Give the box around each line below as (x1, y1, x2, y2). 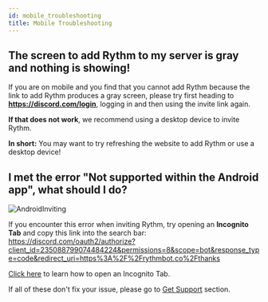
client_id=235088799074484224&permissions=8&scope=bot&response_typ (8, 245, 260, 255)
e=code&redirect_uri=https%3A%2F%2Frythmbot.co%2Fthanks (8, 253, 221, 264)
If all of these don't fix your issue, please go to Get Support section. (8, 284, 231, 294)
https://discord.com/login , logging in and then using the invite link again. (8, 99, 251, 109)
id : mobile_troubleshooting (8, 11, 102, 20)
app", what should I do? (8, 183, 128, 197)
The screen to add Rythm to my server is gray (8, 49, 239, 62)
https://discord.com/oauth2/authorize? (8, 236, 136, 246)
